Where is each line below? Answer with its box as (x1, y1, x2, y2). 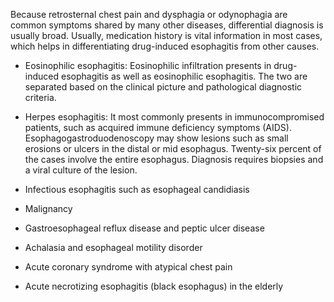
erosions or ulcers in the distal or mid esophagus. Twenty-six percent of (24, 143, 322, 154)
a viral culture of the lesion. (24, 164, 138, 176)
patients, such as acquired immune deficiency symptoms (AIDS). (24, 122, 292, 133)
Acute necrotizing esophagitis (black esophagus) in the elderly (24, 280, 284, 292)
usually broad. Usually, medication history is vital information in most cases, (10, 30, 323, 41)
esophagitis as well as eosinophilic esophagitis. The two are (60, 70, 308, 82)
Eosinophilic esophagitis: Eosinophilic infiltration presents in (24, 60, 272, 71)
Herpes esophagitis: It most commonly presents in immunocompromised (24, 111, 325, 123)
